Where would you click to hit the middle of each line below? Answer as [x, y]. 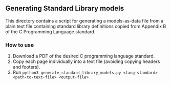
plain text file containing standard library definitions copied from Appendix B [86, 26]
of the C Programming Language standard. [50, 31]
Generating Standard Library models [65, 8]
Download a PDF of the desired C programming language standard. [84, 56]
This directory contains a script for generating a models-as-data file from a [84, 20]
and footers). [26, 67]
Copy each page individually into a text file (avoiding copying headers [86, 61]
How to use [20, 45]
